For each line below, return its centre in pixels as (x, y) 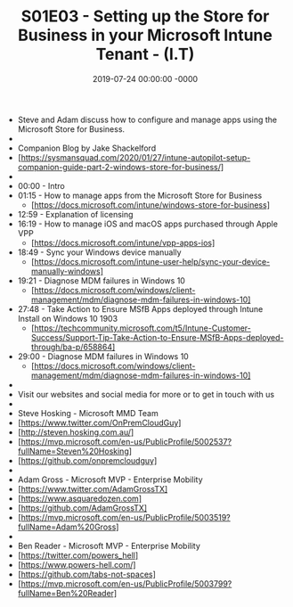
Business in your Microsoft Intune (145, 35)
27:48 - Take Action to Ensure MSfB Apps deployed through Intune (140, 308)
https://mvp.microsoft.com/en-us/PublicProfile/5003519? (126, 517)
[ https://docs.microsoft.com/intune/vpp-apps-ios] (123, 242)
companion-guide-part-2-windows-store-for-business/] (121, 167)
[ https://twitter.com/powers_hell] (78, 555)
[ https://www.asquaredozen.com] (80, 498)
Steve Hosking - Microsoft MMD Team (88, 413)
